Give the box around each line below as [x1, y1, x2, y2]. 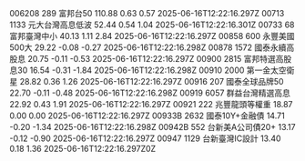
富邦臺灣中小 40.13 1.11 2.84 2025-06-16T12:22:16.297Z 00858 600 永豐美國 [9, 31, 295, 41]
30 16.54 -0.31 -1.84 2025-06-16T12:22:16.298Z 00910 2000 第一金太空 [16, 65, 287, 75]
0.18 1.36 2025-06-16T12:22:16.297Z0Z [9, 144, 157, 154]
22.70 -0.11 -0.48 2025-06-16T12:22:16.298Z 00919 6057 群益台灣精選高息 [9, 87, 291, 98]
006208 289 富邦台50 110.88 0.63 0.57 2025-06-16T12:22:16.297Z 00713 [9, 8, 285, 18]
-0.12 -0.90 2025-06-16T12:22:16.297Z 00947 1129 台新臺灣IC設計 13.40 [9, 133, 281, 144]
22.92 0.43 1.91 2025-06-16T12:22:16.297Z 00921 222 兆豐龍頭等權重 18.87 [9, 99, 293, 109]
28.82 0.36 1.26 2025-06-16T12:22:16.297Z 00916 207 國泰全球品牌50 [19, 76, 284, 86]
